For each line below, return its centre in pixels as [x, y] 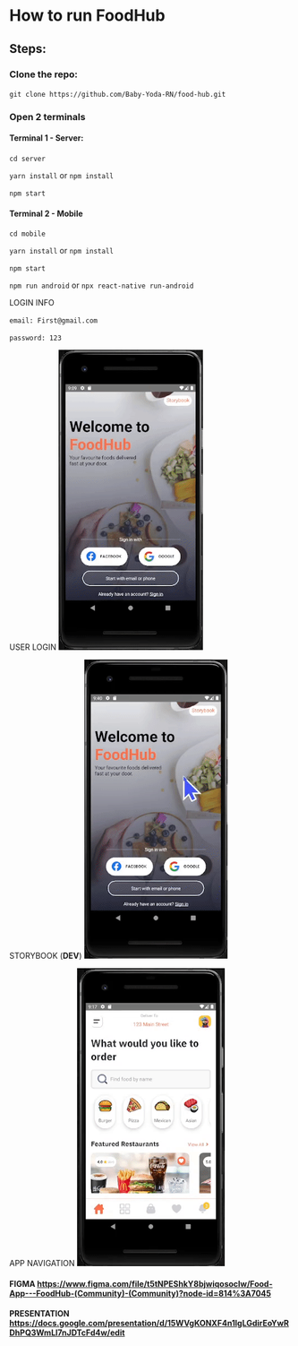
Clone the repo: [44, 74]
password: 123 [36, 338]
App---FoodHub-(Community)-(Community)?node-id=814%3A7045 [140, 1293]
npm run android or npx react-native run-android [102, 285]
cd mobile [28, 234]
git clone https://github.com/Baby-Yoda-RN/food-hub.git [118, 94]
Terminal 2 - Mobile [46, 213]
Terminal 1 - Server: [47, 138]
